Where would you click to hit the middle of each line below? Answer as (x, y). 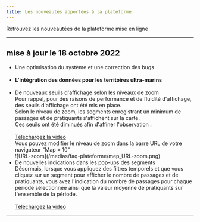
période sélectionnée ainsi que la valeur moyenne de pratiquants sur (99, 188)
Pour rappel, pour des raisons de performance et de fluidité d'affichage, (103, 99)
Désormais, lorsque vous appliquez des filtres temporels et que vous (99, 169)
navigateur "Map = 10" (42, 150)
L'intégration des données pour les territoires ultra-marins (88, 80)
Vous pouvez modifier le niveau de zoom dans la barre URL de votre (99, 143)
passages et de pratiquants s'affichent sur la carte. (77, 118)
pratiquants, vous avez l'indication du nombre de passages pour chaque (103, 181)
